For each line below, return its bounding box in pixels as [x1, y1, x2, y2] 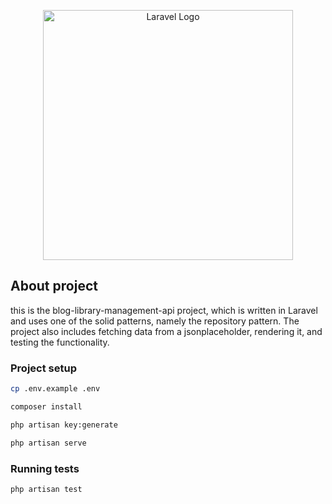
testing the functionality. [10, 336, 110, 348]
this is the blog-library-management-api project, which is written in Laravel [10, 304, 318, 316]
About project [10, 278, 98, 295]
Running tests [10, 461, 80, 475]
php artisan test [10, 484, 83, 494]
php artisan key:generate [10, 420, 118, 430]
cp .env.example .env [10, 384, 101, 394]
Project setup [10, 361, 77, 375]
